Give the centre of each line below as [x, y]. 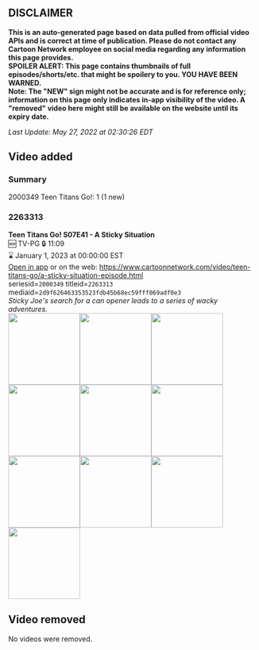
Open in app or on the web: [53, 267]
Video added [41, 157]
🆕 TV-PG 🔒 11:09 [37, 243]
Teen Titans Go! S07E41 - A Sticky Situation [81, 234]
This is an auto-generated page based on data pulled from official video [129, 32]
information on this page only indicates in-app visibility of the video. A [127, 99]
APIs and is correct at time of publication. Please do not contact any [122, 40]
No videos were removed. [50, 639]
